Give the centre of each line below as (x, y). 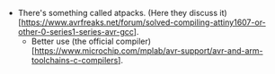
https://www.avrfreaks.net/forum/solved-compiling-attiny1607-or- (144, 22)
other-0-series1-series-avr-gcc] (77, 32)
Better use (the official (72, 41)
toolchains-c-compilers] (76, 60)
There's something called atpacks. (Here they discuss (118, 13)
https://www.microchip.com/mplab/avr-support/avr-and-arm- (149, 51)
